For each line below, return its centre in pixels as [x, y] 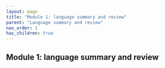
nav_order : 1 [22, 28]
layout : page [22, 11]
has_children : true [30, 33]
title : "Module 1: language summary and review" [66, 17]
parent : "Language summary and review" [55, 22]
